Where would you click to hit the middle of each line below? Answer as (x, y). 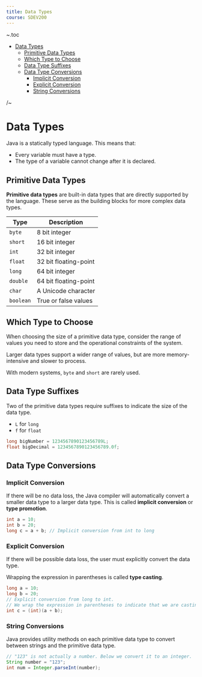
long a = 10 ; (23, 588)
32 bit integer (56, 252)
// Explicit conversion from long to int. (60, 599)
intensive (17, 361)
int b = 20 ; (21, 525)
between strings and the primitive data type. (61, 645)
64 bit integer (56, 272)
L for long (27, 424)
